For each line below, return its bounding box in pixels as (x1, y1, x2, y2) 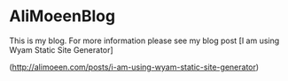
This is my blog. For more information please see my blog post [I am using (9, 35, 280, 46)
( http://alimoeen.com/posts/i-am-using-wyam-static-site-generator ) (9, 62, 260, 72)
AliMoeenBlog (9, 6, 116, 26)
